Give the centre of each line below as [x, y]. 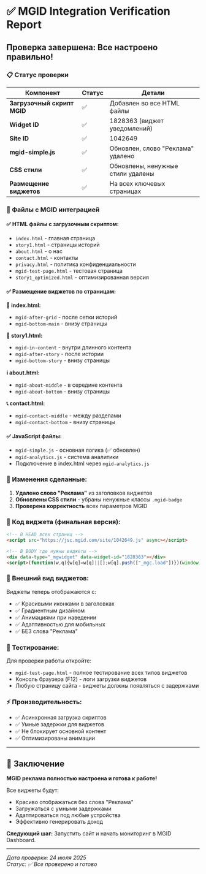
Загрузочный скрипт [42, 103]
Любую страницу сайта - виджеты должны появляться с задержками [107, 685]
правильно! [30, 57]
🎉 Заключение [36, 763]
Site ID [19, 138]
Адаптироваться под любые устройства [68, 815]
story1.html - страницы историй [57, 245]
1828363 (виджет [137, 121]
